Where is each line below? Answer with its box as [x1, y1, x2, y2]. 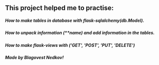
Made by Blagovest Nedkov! [5, 55, 64, 61]
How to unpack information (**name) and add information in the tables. [5, 30, 155, 36]
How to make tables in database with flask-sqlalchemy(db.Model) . [5, 17, 144, 23]
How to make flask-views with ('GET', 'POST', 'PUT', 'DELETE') [5, 42, 136, 48]
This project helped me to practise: [5, 4, 114, 12]
